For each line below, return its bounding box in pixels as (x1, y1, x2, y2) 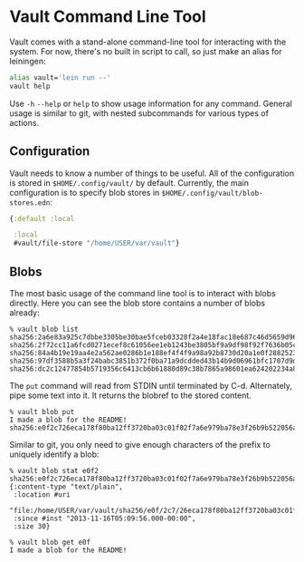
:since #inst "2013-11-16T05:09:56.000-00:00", (13, 514, 196, 523)
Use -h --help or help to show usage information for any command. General (9, 98, 292, 109)
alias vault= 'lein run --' (9, 73, 111, 82)
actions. (9, 117, 39, 128)
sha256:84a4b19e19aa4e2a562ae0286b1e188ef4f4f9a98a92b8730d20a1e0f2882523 (9, 348, 298, 357)
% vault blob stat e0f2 (9, 466, 100, 475)
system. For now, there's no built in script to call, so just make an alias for (9, 45, 282, 56)
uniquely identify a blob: (9, 449, 100, 460)
